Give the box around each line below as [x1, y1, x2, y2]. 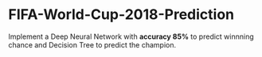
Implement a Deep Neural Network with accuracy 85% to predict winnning [8, 32, 255, 41]
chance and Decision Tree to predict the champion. [8, 40, 177, 49]
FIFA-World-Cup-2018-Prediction [8, 6, 235, 24]
